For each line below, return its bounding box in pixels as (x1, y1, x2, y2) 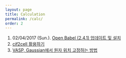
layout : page (5, 7, 32, 12)
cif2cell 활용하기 (12, 41, 45, 47)
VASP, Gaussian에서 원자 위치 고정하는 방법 (12, 47, 98, 53)
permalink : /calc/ (5, 16, 43, 21)
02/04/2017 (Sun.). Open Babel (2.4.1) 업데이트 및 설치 (12, 35, 121, 41)
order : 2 (5, 21, 23, 26)
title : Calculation (5, 12, 45, 17)
